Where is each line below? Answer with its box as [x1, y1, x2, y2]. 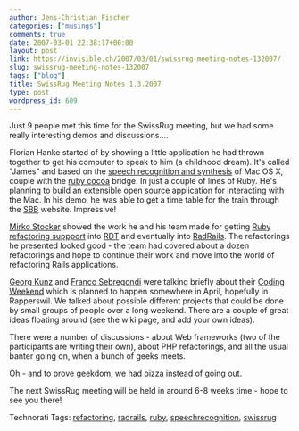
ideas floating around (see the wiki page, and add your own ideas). [9, 314, 255, 326]
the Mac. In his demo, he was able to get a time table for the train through [9, 195, 279, 205]
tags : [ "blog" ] [9, 71, 66, 80]
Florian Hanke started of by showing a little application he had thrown [9, 147, 265, 158]
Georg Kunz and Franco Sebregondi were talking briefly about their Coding [9, 277, 285, 287]
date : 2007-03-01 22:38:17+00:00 [9, 37, 134, 47]
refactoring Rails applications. [9, 260, 119, 270]
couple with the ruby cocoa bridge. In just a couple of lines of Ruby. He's [9, 176, 277, 186]
